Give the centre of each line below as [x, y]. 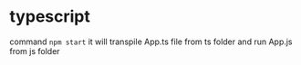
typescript [50, 17]
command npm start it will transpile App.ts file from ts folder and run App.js [151, 42]
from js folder [35, 51]
